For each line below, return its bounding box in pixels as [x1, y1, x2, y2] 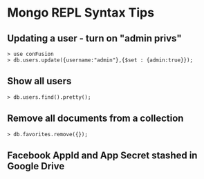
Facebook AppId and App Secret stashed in [7, 150, 198, 162]
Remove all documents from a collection [7, 113, 184, 124]
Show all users [7, 75, 72, 87]
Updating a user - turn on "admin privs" [7, 32, 182, 44]
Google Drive [7, 160, 65, 172]
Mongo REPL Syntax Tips [7, 5, 154, 21]
